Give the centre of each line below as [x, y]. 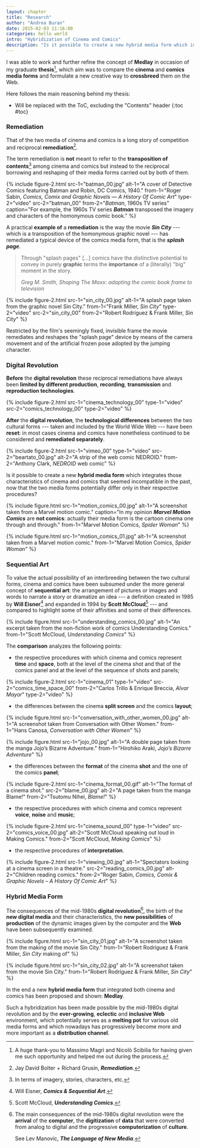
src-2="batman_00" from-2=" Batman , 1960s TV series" [101, 203]
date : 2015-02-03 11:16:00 [40, 28]
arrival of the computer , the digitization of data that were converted [99, 1121]
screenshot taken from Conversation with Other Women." [89, 724]
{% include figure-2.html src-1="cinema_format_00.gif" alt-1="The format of [99, 784]
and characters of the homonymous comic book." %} [71, 216]
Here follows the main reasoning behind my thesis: [68, 94]
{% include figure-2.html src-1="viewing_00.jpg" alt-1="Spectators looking [98, 862]
